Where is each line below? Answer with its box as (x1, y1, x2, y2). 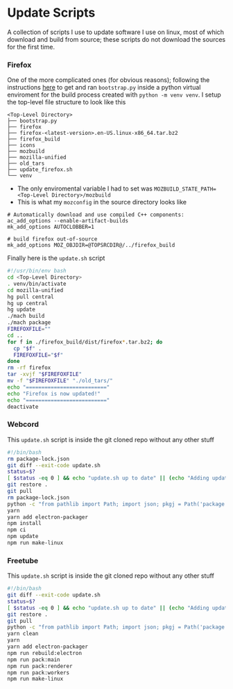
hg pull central (7, 293, 54, 300)
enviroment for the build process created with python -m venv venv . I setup (7, 90, 222, 99)
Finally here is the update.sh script (7, 254, 105, 262)
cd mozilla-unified (7, 286, 64, 293)
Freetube (7, 556, 39, 565)
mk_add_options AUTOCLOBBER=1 (7, 224, 95, 231)
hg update (7, 306, 36, 314)
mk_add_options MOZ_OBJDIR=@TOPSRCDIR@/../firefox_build (7, 242, 175, 249)
